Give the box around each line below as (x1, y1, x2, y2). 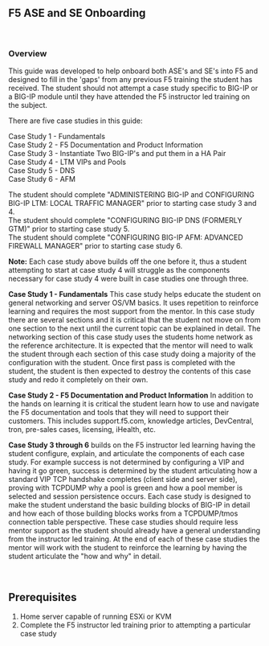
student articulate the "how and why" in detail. (8, 551, 162, 562)
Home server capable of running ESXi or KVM (19, 611, 172, 621)
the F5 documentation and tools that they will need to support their (8, 408, 230, 418)
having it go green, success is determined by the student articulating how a (8, 466, 258, 475)
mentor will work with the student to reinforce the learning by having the (8, 543, 247, 553)
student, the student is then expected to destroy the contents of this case (8, 366, 251, 376)
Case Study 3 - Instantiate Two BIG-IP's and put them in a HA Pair (8, 149, 226, 158)
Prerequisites (8, 590, 77, 604)
